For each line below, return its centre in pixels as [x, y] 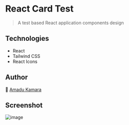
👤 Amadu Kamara [24, 89]
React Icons [25, 61]
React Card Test [39, 9]
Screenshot [24, 105]
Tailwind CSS [26, 56]
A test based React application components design [71, 23]
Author [16, 77]
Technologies [27, 39]
